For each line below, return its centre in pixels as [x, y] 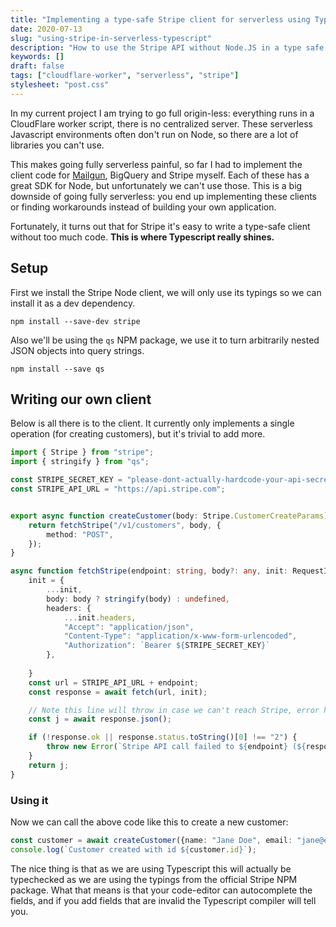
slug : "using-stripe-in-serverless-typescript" [111, 38]
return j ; [49, 765]
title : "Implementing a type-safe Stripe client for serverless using [160, 19]
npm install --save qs [57, 369]
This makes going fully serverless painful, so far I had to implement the [156, 164]
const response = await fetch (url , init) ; [118, 692]
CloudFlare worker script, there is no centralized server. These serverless [162, 123]
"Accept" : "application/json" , [129, 627]
